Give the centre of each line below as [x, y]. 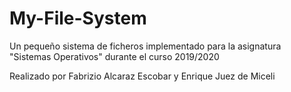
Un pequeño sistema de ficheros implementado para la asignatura [145, 46]
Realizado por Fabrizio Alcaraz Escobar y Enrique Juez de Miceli [142, 76]
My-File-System [78, 18]
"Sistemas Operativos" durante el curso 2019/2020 [114, 56]
